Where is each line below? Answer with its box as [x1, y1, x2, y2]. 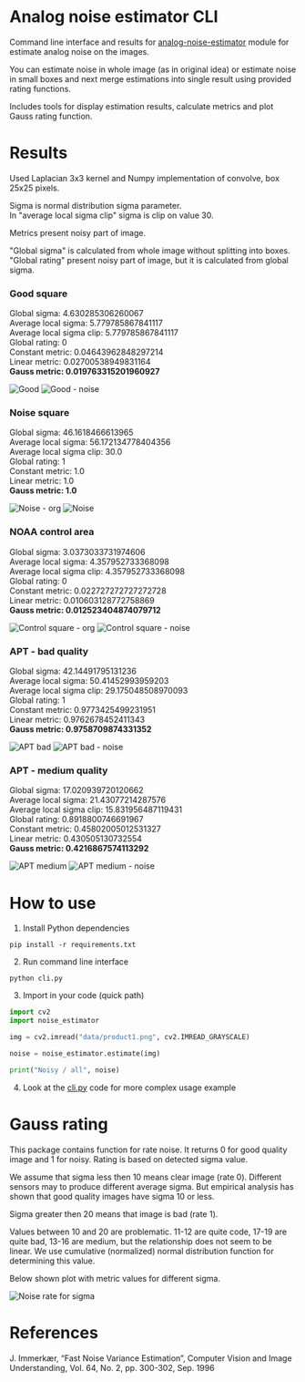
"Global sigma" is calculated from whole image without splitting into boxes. [9, 244, 290, 256]
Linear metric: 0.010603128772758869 [9, 594, 155, 605]
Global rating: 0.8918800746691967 [9, 814, 144, 825]
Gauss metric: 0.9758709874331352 [9, 724, 152, 735]
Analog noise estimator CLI [9, 6, 219, 27]
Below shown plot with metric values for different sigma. [9, 1273, 221, 1284]
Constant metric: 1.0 [9, 466, 85, 477]
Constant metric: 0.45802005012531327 [9, 823, 162, 835]
